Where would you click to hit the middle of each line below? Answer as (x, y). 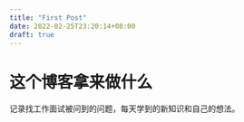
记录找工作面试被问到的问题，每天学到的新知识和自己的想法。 (125, 108)
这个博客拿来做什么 (81, 82)
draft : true (32, 34)
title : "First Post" (49, 18)
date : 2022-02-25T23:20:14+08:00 (73, 26)
